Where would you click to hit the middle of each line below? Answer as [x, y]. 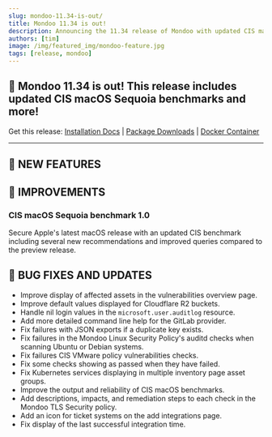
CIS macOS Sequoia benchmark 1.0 [79, 215]
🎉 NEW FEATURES [55, 164]
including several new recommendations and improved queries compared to [136, 241]
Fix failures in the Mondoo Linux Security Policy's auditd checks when [137, 338]
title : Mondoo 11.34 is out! [57, 24]
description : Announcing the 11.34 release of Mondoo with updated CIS [132, 31]
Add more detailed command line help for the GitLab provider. [123, 320]
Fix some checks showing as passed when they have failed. [120, 364]
